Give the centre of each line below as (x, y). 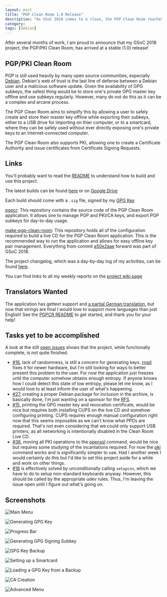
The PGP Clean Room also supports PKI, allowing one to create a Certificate (83, 142)
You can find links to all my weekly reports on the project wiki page (74, 276)
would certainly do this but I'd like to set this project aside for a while (83, 458)
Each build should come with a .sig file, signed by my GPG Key (70, 200)
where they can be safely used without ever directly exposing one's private (82, 127)
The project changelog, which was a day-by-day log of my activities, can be (83, 261)
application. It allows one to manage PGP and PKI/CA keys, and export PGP (82, 215)
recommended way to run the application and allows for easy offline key (79, 241)
